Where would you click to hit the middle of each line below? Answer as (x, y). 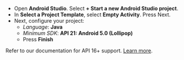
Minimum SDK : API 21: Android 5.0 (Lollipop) (78, 33)
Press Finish (38, 39)
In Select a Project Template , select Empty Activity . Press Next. (92, 15)
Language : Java (43, 27)
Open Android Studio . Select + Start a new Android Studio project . (96, 8)
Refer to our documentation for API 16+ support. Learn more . (79, 51)
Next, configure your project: (49, 21)
